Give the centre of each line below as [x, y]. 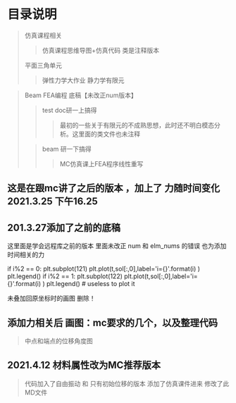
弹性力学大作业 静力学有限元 [83, 80]
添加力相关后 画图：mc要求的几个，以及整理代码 [113, 322]
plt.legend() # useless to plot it [91, 284]
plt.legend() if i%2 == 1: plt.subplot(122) [65, 276]
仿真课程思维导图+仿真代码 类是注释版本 [101, 50]
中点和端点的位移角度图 [58, 341]
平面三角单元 [43, 65]
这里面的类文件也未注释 [106, 134]
